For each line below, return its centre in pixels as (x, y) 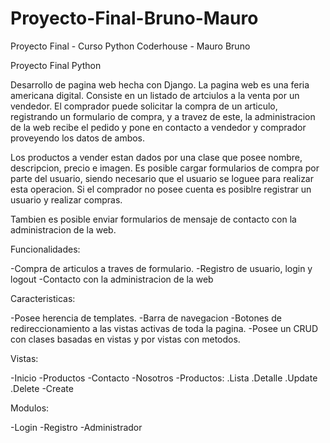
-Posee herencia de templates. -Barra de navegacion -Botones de (146, 318)
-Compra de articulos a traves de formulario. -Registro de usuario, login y (161, 268)
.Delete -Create (42, 388)
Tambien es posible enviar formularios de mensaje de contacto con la (153, 219)
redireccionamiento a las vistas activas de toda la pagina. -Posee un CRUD (164, 328)
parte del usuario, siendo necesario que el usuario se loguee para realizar (162, 178)
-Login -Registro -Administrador (76, 427)
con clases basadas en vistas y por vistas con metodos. (125, 339)
